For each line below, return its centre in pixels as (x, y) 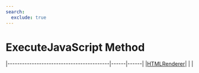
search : (15, 12)
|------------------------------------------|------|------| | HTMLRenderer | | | (99, 64)
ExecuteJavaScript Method (75, 47)
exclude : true (29, 17)
